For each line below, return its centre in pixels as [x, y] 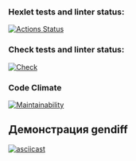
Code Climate [35, 87]
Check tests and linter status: [66, 50]
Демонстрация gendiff [68, 130]
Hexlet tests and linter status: [66, 12]
